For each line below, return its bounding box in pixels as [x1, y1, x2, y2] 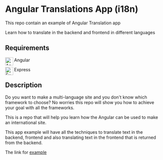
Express [14, 66, 31, 72]
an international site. [5, 119, 47, 125]
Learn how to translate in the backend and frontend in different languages [5, 29, 156, 35]
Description [5, 81, 42, 90]
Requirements [5, 44, 49, 53]
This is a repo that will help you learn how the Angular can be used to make [5, 114, 158, 120]
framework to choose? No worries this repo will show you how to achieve [5, 99, 155, 105]
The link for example [5, 149, 47, 155]
